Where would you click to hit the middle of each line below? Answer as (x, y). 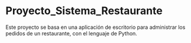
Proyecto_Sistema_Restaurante (84, 11)
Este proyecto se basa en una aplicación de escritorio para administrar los (95, 27)
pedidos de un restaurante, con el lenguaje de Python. (71, 33)
